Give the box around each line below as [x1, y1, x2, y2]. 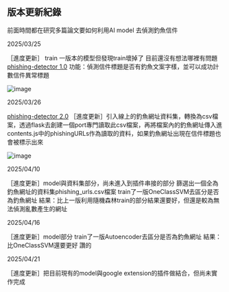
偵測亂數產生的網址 [12, 204, 67, 212]
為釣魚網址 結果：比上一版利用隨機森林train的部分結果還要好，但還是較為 [7, 196, 214, 204]
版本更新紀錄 [7, 6, 62, 19]
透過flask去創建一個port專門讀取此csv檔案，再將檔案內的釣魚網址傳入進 [19, 121, 223, 129]
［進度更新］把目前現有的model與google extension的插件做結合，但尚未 [7, 269, 212, 277]
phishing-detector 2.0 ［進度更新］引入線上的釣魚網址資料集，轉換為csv [7, 112, 213, 120]
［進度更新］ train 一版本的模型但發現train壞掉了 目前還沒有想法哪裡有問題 [7, 53, 218, 62]
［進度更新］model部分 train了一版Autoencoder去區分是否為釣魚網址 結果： [7, 232, 221, 241]
